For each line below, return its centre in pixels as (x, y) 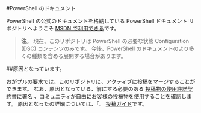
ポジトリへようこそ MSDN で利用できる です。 (63, 28)
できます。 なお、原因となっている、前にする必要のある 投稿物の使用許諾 (97, 89)
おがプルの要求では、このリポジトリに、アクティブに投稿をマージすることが (101, 81)
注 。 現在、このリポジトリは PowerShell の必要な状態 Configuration (105, 41)
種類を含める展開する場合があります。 (79, 56)
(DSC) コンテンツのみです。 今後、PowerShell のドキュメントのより (105, 48)
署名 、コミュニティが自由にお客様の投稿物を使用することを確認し (104, 96)
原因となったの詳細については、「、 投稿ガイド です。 (82, 104)
